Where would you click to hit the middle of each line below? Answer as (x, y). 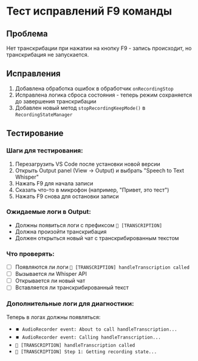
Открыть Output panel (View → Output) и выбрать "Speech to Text (99, 170)
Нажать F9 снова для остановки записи (67, 196)
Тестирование (35, 133)
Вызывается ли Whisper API (51, 274)
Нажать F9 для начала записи (54, 183)
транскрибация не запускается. (48, 55)
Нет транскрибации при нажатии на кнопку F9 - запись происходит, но (99, 48)
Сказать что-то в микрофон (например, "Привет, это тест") (92, 190)
